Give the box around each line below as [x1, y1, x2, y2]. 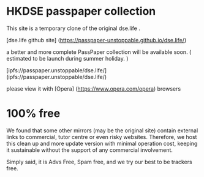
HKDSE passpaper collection [6, 4, 156, 18]
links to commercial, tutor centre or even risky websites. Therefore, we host [6, 133, 197, 140]
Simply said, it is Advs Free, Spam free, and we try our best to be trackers [6, 158, 192, 165]
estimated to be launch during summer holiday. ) [6, 55, 129, 62]
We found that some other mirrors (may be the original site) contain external [6, 127, 198, 134]
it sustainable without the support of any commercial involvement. [6, 146, 173, 154]
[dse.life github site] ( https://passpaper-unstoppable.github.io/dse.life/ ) [6, 36, 187, 43]
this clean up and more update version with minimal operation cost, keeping [6, 140, 198, 147]
